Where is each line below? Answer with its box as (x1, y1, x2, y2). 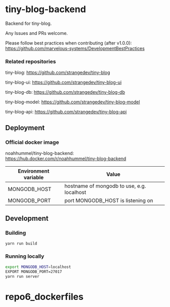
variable (23, 174, 44, 181)
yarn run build (5, 241, 37, 246)
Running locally (5, 253, 45, 260)
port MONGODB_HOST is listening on (64, 197, 153, 204)
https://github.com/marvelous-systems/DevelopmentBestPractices (5, 45, 145, 51)
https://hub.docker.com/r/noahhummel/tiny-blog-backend (5, 156, 126, 162)
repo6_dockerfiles (5, 291, 83, 302)
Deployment (5, 123, 45, 132)
